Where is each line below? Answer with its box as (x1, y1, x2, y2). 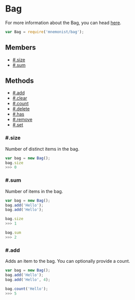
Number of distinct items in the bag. (5, 146, 79, 152)
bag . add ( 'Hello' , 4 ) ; (5, 277, 51, 282)
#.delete (12, 106, 30, 112)
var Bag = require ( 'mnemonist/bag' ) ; (5, 29, 84, 34)
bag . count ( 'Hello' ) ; (5, 286, 49, 291)
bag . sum (5, 230, 22, 235)
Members (5, 43, 36, 52)
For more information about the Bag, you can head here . (5, 20, 121, 26)
